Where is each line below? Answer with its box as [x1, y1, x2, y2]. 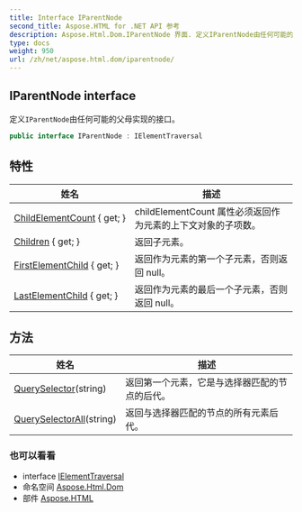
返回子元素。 [134, 235, 190, 248]
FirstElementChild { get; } [13, 259, 120, 271]
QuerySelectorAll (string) [13, 413, 117, 425]
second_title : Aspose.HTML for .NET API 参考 [9, 22, 180, 31]
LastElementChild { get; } [13, 289, 119, 302]
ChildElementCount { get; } [13, 211, 127, 224]
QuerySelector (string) [13, 382, 107, 395]
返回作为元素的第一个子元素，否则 [134, 252, 280, 265]
